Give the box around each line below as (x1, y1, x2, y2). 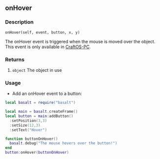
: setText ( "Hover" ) (9, 127, 48, 132)
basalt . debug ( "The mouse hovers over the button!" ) (9, 141, 118, 146)
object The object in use (12, 67, 62, 73)
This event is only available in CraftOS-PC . (5, 44, 91, 50)
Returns (5, 56, 25, 63)
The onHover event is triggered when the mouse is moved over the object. (5, 38, 156, 44)
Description (5, 19, 34, 26)
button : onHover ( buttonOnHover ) (5, 150, 69, 155)
